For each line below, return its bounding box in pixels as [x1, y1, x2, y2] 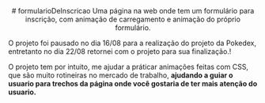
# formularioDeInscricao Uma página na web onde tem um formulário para [11, 6, 255, 15]
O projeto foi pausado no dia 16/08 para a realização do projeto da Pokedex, [8, 38, 257, 48]
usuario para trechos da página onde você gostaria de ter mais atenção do [8, 79, 258, 88]
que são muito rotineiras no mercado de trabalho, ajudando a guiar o [8, 71, 233, 80]
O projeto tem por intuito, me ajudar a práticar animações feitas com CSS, [8, 62, 249, 71]
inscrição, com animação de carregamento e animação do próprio [25, 14, 241, 24]
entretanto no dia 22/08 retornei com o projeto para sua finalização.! [8, 47, 232, 56]
